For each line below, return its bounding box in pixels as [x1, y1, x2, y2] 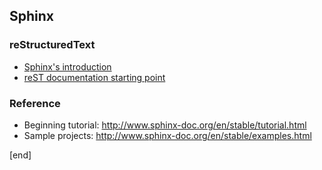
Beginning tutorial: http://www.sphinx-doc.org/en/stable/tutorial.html [23, 119, 307, 131]
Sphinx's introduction [23, 60, 112, 73]
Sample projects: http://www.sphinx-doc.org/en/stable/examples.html [23, 129, 312, 141]
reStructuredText [9, 38, 96, 52]
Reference [9, 96, 61, 110]
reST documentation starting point [23, 71, 166, 83]
